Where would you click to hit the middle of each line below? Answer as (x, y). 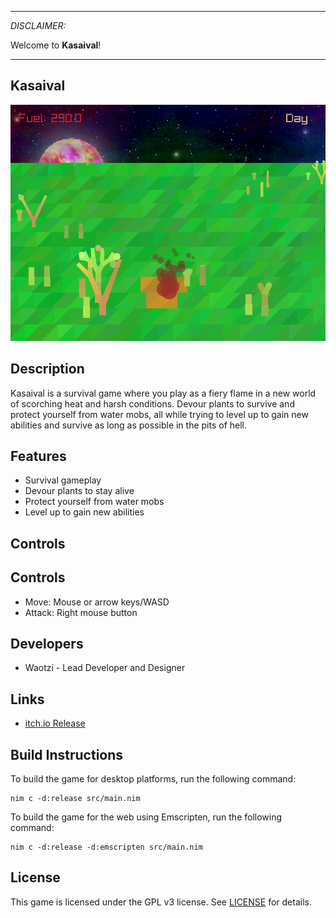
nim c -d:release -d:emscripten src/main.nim (106, 847)
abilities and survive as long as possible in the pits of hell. (129, 425)
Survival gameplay (63, 480)
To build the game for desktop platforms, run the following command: (153, 779)
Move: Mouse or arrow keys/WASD (97, 602)
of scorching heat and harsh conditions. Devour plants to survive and (152, 403)
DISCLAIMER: (38, 25)
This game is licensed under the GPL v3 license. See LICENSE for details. (161, 902)
